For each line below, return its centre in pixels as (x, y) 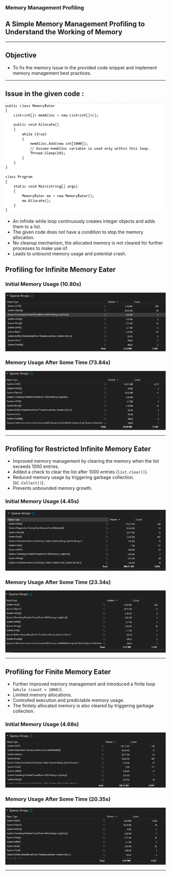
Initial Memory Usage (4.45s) (42, 501)
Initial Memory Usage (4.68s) (42, 724)
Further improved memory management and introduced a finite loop (84, 684)
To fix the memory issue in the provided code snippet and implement (85, 67)
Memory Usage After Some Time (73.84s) (58, 362)
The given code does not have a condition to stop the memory (78, 232)
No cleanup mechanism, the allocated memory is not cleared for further (88, 243)
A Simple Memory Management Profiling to (75, 24)
